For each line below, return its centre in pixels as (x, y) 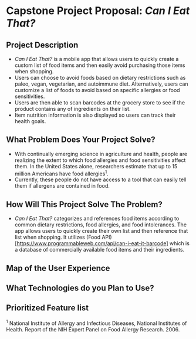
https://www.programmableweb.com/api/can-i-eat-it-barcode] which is (103, 243)
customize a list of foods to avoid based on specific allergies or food (97, 90)
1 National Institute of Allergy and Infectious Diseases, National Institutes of (97, 323)
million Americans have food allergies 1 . (61, 173)
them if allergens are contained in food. (62, 186)
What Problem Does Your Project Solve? (81, 140)
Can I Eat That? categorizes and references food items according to (97, 219)
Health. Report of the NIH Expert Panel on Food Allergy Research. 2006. (93, 329)
